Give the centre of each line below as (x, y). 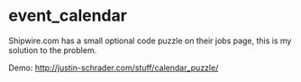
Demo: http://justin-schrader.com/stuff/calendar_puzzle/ (114, 68)
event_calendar (68, 16)
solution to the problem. (53, 50)
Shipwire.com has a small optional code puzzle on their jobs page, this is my (150, 41)
